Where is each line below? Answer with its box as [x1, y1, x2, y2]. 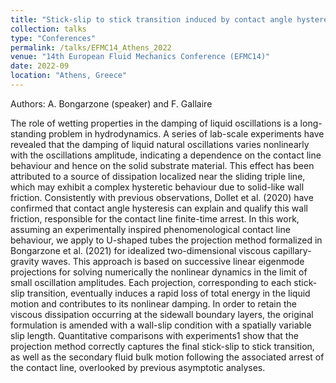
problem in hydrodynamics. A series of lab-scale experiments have [48, 127, 325, 140]
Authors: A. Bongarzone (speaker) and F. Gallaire [10, 97, 213, 110]
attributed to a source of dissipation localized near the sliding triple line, [10, 170, 306, 182]
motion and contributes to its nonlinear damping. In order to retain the [10, 297, 297, 310]
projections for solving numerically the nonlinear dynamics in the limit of [10, 266, 308, 278]
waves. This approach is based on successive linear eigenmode [41, 255, 305, 267]
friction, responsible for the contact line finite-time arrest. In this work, [10, 212, 300, 225]
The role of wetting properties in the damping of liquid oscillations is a [10, 117, 298, 129]
